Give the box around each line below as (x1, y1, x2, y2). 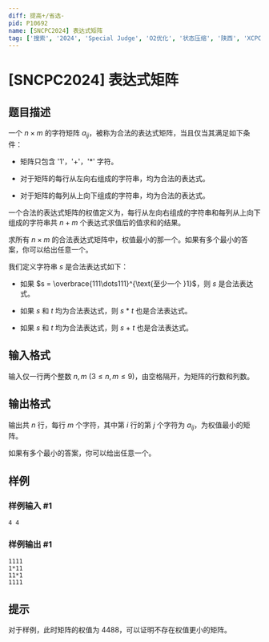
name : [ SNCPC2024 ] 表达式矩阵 (8, 26, 103, 34)
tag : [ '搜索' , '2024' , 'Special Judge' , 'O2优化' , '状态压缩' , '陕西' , (8, 34, 240, 42)
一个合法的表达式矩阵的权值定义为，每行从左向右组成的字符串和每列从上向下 (8, 208, 261, 217)
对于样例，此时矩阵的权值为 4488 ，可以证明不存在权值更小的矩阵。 (8, 625, 232, 635)
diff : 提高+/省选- (8, 11, 66, 20)
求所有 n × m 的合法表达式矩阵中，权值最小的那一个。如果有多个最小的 (8, 235, 242, 244)
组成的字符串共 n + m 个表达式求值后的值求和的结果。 (8, 218, 186, 228)
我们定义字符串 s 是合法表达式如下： (8, 262, 129, 272)
